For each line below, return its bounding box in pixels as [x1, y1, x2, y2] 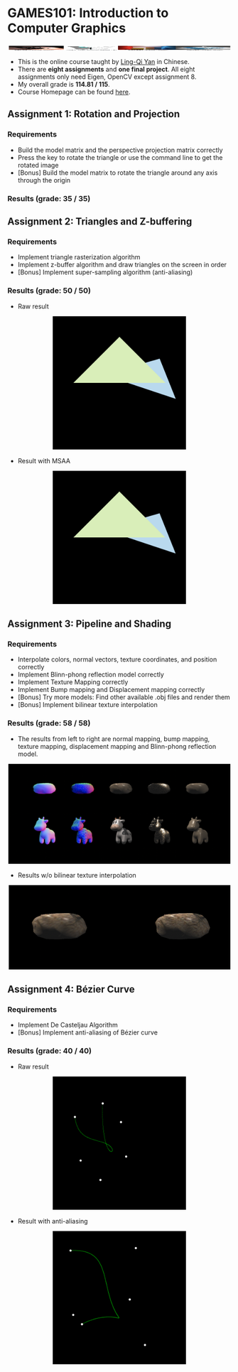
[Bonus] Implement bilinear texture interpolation [17, 701, 158, 709]
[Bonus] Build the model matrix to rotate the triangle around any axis [17, 168, 218, 177]
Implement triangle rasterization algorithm [17, 253, 141, 261]
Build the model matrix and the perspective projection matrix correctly [17, 146, 223, 154]
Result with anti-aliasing [17, 1216, 88, 1225]
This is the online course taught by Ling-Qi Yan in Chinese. [17, 57, 190, 65]
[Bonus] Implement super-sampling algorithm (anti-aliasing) [17, 268, 193, 276]
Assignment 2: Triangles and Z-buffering [7, 215, 193, 227]
